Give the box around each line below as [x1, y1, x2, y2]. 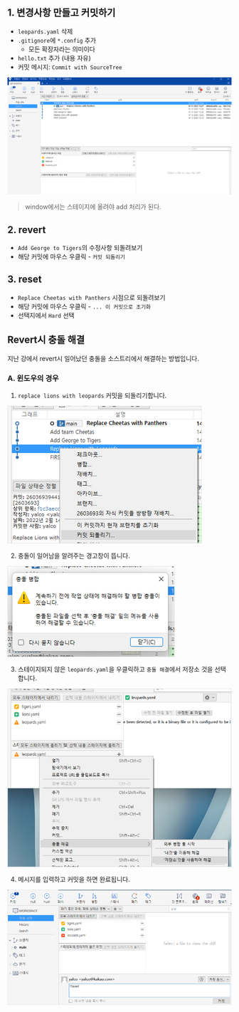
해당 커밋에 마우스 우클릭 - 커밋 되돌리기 [17, 252, 126, 261]
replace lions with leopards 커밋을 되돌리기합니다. [17, 391, 167, 400]
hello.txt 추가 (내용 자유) [17, 53, 91, 62]
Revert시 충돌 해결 [7, 334, 85, 346]
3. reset [7, 273, 42, 286]
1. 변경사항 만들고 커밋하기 [7, 6, 116, 19]
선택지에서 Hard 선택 [17, 311, 75, 319]
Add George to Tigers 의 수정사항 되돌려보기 [17, 243, 143, 251]
